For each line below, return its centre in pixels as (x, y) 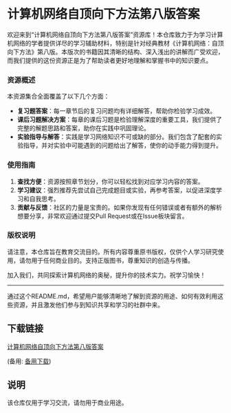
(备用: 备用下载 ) (29, 361)
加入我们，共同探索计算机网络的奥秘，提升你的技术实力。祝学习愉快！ (107, 275)
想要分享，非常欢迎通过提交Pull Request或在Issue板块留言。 (102, 216)
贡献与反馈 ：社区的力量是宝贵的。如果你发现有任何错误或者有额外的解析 (119, 207)
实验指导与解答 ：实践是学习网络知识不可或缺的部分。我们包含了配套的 (117, 137)
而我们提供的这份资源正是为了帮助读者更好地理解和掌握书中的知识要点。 (109, 60)
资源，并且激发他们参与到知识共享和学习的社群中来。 (88, 305)
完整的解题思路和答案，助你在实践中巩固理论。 (83, 128)
